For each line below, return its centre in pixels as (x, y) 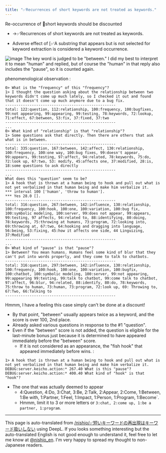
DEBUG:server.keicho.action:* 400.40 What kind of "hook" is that (75, 373)
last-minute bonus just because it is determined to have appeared (79, 335)
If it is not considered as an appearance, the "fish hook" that (81, 346)
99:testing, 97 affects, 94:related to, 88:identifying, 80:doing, (76, 218)
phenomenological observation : (38, 78)
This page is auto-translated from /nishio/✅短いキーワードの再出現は (75, 423)
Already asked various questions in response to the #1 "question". (79, 325)
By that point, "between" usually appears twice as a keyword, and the (83, 314)
